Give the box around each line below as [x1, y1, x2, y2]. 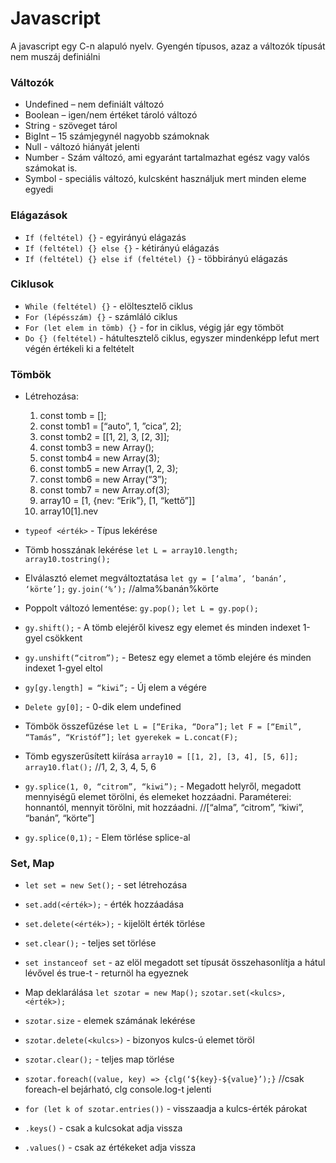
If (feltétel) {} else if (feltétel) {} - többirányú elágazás [24, 252, 288, 264]
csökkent [44, 632, 83, 644]
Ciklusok [10, 277, 55, 291]
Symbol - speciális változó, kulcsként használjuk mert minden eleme [24, 173, 307, 185]
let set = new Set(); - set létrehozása [24, 879, 188, 891]
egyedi [24, 183, 54, 196]
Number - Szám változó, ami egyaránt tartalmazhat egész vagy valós [24, 152, 310, 164]
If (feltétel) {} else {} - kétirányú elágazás [24, 242, 220, 254]
